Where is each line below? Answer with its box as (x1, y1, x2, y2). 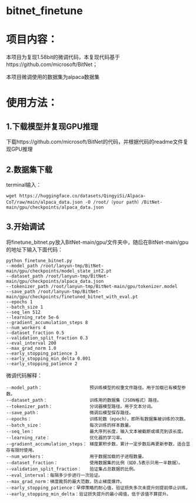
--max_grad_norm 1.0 (6, 345, 57, 351)
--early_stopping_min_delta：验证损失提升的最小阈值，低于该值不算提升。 (6, 491, 171, 497)
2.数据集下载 (6, 164, 53, 174)
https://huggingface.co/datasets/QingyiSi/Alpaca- (19, 193, 146, 198)
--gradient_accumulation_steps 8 (6, 319, 88, 325)
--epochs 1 (6, 299, 33, 305)
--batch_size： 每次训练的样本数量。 (6, 422, 134, 428)
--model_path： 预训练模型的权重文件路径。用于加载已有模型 (6, 385, 182, 391)
